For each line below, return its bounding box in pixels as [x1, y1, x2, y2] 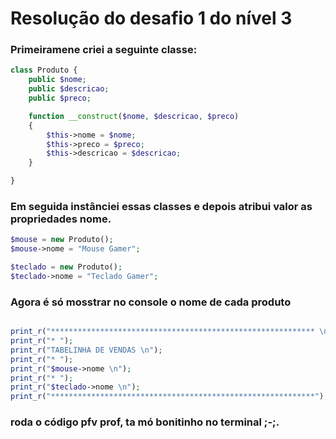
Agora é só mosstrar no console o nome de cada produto [10, 295, 292, 309]
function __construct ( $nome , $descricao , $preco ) [28, 111, 240, 121]
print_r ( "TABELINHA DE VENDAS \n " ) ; [10, 345, 163, 355]
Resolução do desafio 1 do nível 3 [10, 7, 293, 30]
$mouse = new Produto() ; [10, 235, 114, 245]
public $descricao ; [28, 84, 110, 94]
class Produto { [10, 65, 78, 76]
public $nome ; [28, 75, 87, 85]
